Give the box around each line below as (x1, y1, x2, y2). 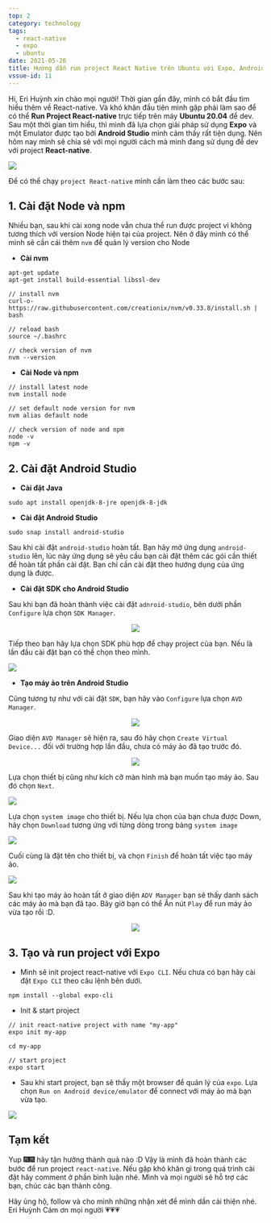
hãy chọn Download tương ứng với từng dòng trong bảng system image (8, 820, 238, 830)
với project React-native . (8, 145, 92, 155)
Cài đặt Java (19, 483, 63, 493)
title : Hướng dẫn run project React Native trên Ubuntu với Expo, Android (8, 64, 265, 73)
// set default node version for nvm (8, 405, 135, 413)
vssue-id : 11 (8, 72, 52, 80)
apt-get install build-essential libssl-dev (8, 276, 161, 285)
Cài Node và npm (19, 368, 79, 377)
